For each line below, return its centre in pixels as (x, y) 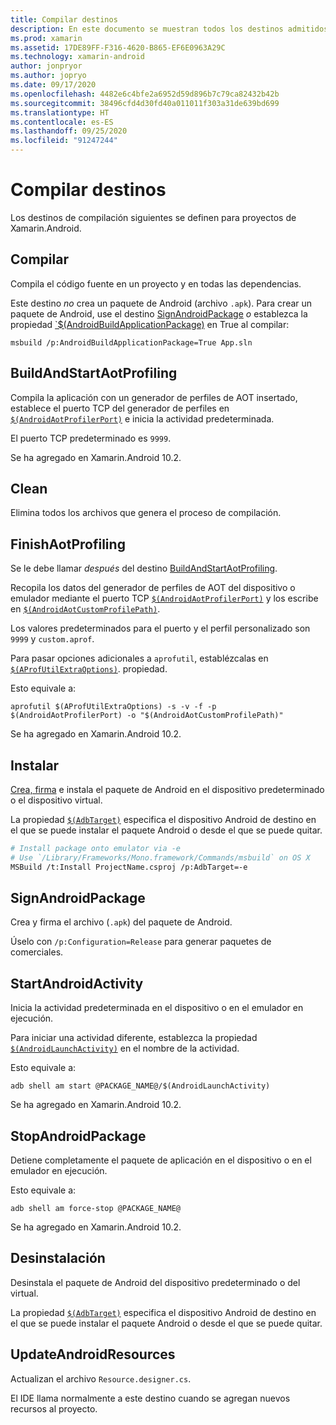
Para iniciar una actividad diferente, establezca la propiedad (134, 1038)
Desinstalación (58, 1258)
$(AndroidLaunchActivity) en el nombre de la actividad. (125, 1048)
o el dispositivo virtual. (56, 800)
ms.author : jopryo (48, 76)
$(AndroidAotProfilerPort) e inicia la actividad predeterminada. (142, 418)
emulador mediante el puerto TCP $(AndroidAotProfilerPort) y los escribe (164, 598)
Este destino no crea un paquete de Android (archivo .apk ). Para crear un (161, 303)
